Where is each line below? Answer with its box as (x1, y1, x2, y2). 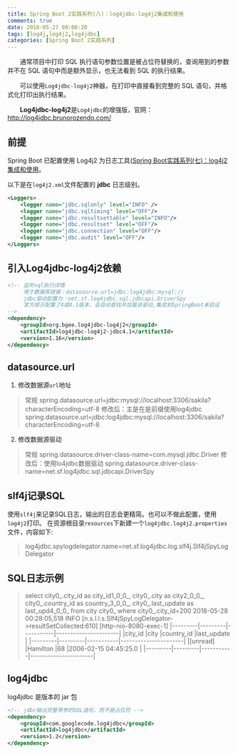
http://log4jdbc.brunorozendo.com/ (7, 113, 112, 122)
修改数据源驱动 (17, 435, 62, 444)
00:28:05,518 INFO (24, 614, 81, 622)
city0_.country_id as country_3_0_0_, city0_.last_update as (24, 599, 195, 607)
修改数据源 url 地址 (17, 381, 72, 389)
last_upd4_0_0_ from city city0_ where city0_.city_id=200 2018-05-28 (24, 606, 229, 615)
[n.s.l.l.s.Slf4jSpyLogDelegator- (81, 614, 173, 622)
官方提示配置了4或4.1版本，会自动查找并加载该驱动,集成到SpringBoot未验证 (23, 301, 220, 309)
